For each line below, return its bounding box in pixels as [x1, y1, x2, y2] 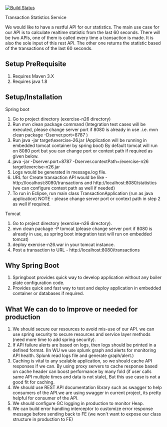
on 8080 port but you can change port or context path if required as [12, 147, 153, 153]
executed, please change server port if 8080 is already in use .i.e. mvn [12, 126, 158, 132]
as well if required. [12, 200, 51, 207]
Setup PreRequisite [5, 60, 66, 68]
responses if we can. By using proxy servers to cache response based [12, 363, 158, 369]
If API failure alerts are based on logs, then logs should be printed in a [12, 342, 156, 348]
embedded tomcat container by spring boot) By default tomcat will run [12, 142, 158, 148]
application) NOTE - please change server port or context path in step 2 [12, 195, 161, 201]
